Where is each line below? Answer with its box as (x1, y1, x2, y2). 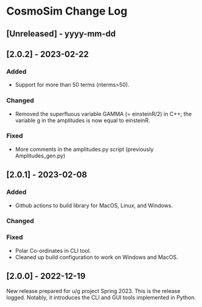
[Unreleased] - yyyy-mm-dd (6, 29, 116, 39)
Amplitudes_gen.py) (15, 152, 66, 159)
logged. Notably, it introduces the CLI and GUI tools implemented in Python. (6, 294, 197, 301)
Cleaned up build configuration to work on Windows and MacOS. (15, 254, 178, 261)
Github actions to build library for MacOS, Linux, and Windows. (15, 202, 173, 209)
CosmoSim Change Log (6, 4, 128, 18)
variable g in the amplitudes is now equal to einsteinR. (15, 117, 150, 124)
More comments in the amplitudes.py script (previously (15, 145, 154, 153)
